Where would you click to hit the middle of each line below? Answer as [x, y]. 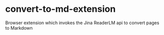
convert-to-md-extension [61, 9]
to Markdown [19, 28]
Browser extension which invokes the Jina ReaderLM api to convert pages [82, 23]
